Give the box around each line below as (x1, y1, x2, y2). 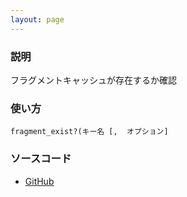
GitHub (24, 175, 55, 187)
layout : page (10, 14, 65, 25)
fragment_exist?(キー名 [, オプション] (10, 127, 169, 137)
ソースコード (10, 152, 72, 166)
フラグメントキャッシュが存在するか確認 (10, 74, 177, 86)
